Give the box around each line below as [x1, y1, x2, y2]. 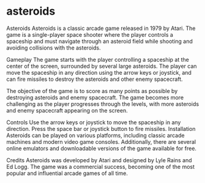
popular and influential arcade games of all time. [6, 170, 129, 177]
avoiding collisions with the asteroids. [6, 44, 101, 51]
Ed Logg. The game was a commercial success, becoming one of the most [6, 163, 195, 170]
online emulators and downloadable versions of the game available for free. [6, 144, 197, 152]
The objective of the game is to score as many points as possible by [6, 87, 178, 94]
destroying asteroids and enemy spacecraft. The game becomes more [6, 94, 184, 101]
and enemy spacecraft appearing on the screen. [6, 106, 128, 114]
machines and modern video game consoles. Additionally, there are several [6, 138, 196, 145]
